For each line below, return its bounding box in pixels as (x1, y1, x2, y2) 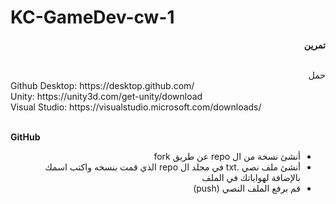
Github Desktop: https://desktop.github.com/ (10, 79, 195, 91)
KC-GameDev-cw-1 (10, 6, 175, 29)
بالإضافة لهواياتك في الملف (201, 171, 301, 183)
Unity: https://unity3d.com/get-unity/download (10, 90, 203, 102)
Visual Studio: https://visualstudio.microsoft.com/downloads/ (10, 101, 262, 113)
